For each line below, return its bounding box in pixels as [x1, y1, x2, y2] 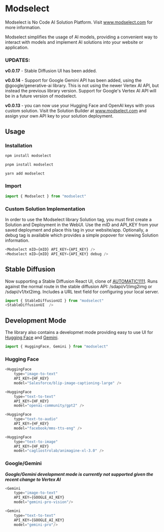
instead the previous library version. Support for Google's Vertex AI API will [5, 88, 157, 94]
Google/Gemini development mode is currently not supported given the [5, 471, 153, 477]
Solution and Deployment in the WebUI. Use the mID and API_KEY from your [5, 222, 159, 228]
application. [5, 44, 29, 50]
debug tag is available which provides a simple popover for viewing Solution [5, 232, 159, 238]
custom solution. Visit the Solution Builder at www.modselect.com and [5, 108, 147, 114]
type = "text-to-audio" [14, 416, 58, 422]
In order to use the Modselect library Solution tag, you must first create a [5, 217, 152, 223]
